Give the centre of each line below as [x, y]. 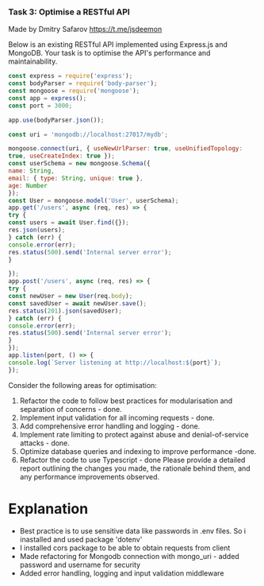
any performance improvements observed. [90, 476]
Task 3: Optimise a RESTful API [69, 12]
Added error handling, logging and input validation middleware [122, 573]
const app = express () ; [48, 98]
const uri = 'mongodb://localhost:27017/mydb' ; [88, 134]
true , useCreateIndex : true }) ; [61, 156]
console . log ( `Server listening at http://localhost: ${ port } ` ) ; [115, 363]
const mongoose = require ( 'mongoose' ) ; [74, 91]
